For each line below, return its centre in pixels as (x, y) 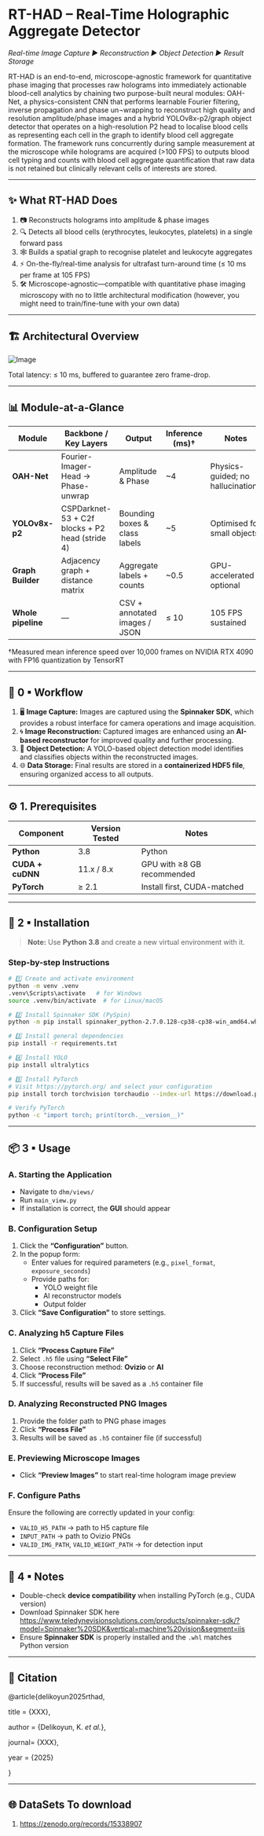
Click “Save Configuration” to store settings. (93, 1313)
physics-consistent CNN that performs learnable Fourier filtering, (135, 101)
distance (77, 581)
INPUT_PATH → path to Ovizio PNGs (75, 1536)
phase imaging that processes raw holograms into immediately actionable (128, 85)
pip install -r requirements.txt (63, 1044)
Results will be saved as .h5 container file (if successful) (111, 1438)
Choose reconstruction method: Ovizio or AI (92, 1367)
